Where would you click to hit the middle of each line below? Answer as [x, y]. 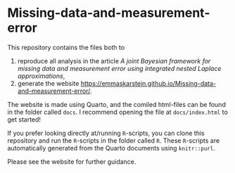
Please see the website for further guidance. [72, 161]
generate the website [48, 83]
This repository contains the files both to [66, 47]
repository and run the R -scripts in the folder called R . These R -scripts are [114, 140]
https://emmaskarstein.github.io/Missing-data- [148, 83]
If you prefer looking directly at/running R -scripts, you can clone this [106, 133]
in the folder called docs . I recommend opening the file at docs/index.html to [118, 112]
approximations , [41, 76]
